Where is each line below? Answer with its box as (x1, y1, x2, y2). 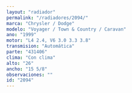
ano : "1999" (6, 32, 36, 38)
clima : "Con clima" (6, 54, 56, 61)
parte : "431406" (6, 49, 47, 55)
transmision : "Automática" (6, 43, 75, 50)
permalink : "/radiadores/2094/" (6, 15, 88, 21)
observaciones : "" (6, 72, 53, 78)
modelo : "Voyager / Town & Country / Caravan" (6, 26, 127, 32)
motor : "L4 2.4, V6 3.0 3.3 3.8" (6, 37, 91, 43)
